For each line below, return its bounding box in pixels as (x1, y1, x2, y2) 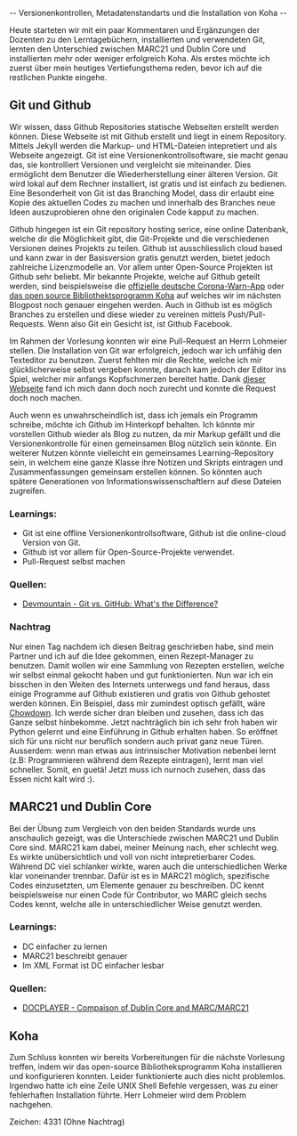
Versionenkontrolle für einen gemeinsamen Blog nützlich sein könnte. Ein (9, 438, 277, 449)
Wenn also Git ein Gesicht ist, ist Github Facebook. (47, 318, 233, 329)
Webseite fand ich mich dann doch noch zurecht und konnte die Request (9, 383, 277, 394)
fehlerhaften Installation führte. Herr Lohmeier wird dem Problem (9, 1090, 246, 1100)
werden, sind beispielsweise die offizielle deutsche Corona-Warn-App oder (9, 280, 285, 291)
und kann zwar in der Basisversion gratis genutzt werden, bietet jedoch (9, 252, 271, 263)
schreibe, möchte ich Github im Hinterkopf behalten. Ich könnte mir (9, 418, 255, 430)
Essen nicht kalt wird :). (9, 774, 95, 784)
